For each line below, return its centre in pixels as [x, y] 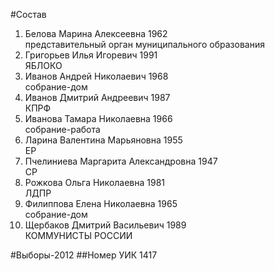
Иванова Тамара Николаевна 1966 [98, 118]
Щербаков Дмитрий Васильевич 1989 [105, 225]
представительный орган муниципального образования [144, 44]
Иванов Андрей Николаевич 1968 [96, 76]
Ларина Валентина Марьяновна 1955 [103, 140]
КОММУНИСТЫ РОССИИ [78, 235]
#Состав [28, 14]
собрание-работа [62, 129]
